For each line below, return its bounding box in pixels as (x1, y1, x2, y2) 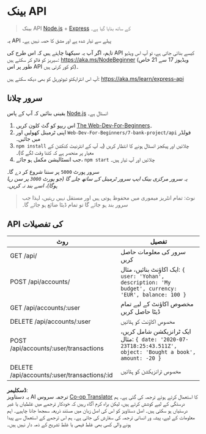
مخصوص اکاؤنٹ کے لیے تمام (120, 299, 194, 308)
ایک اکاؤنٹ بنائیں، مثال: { (120, 265, 185, 274)
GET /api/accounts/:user (10, 303, 80, 312)
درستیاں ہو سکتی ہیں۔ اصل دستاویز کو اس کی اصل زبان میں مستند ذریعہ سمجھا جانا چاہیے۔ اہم (7, 406, 188, 414)
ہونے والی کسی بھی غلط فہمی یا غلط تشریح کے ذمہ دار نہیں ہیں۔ (7, 421, 131, 428)
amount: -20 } (120, 354, 161, 362)
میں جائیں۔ (15, 135, 41, 142)
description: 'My (120, 279, 171, 286)
